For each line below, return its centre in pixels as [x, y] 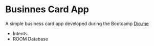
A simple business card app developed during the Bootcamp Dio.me [77, 24]
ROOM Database [30, 39]
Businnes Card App [47, 9]
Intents [20, 33]
